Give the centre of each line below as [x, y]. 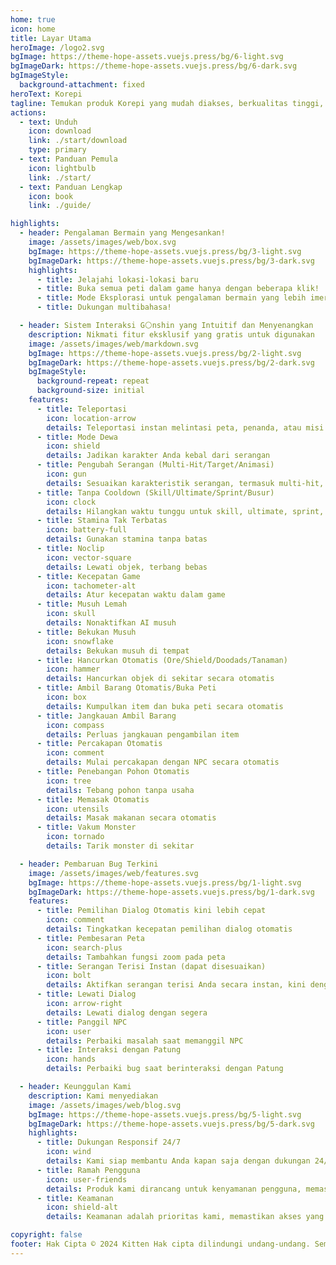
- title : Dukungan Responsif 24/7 [109, 1142]
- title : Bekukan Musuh [86, 632]
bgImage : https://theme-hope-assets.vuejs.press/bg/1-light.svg [165, 882]
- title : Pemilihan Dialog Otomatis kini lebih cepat [151, 911]
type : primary [57, 150]
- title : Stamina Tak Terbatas [102, 521]
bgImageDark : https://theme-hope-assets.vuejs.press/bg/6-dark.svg [154, 66]
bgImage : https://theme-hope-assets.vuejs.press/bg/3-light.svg [165, 251]
